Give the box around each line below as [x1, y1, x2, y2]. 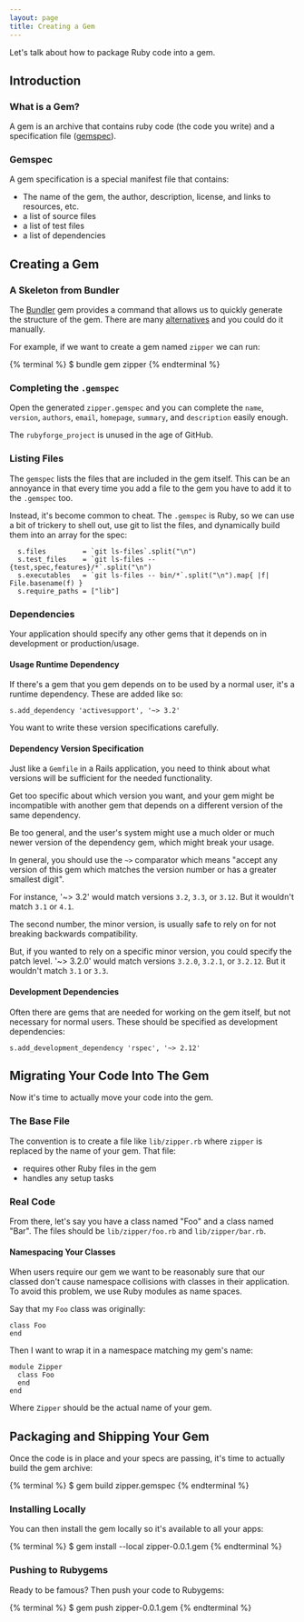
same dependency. [9, 810, 82, 821]
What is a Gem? [9, 100, 80, 113]
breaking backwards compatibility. [9, 928, 139, 939]
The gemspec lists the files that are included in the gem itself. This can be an [9, 473, 290, 484]
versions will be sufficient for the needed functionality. [9, 773, 213, 784]
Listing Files [9, 452, 64, 465]
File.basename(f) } [9, 578, 83, 587]
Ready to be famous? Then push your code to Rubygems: [9, 1584, 225, 1596]
